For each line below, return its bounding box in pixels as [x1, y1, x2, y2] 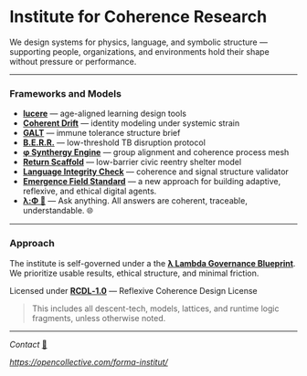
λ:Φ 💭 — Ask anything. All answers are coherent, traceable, [22, 195, 249, 206]
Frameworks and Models [9, 87, 122, 99]
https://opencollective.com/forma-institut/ [9, 356, 169, 367]
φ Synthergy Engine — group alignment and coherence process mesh [22, 147, 290, 158]
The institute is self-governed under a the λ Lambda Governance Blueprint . [9, 257, 296, 268]
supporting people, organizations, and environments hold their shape [9, 46, 270, 57]
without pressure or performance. [9, 56, 137, 67]
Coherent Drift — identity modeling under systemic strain [22, 118, 240, 129]
